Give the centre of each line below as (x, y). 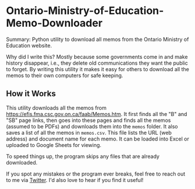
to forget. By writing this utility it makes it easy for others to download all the (98, 69)
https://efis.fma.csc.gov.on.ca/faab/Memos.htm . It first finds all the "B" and (97, 114)
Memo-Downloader (54, 23)
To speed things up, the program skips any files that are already (83, 156)
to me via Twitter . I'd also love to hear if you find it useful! (75, 180)
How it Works (31, 94)
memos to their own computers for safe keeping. (65, 75)
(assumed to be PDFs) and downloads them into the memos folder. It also (92, 126)
